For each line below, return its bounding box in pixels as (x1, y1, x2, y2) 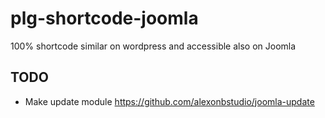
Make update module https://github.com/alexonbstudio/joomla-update (24, 95, 315, 107)
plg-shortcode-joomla (10, 7, 199, 30)
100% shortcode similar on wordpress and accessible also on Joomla (10, 40, 297, 52)
